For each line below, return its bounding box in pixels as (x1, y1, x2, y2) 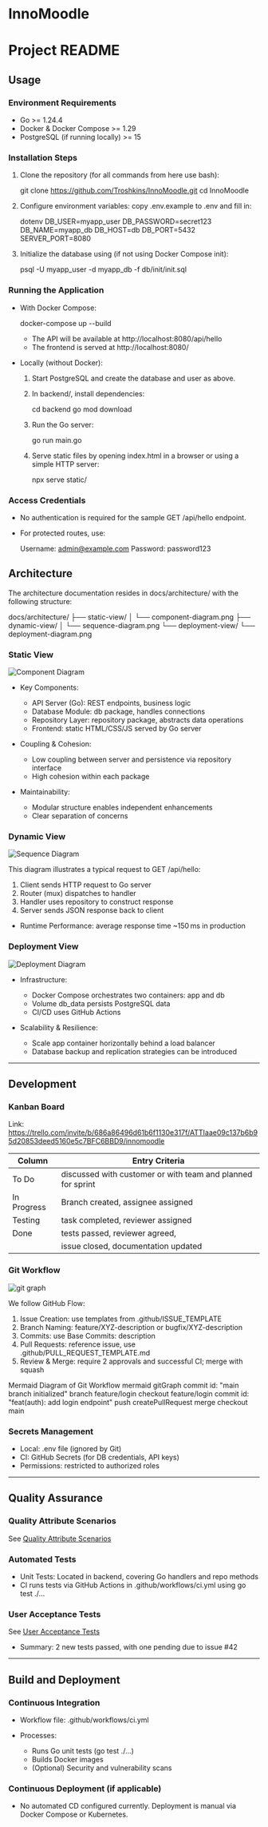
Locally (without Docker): (19, 357, 104, 368)
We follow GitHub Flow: (8, 1298, 85, 1308)
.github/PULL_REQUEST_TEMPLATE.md (19, 1347, 151, 1357)
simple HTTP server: (31, 459, 100, 468)
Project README (8, 42, 120, 60)
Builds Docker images (31, 1754, 104, 1764)
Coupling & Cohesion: (19, 739, 92, 749)
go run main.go (31, 435, 82, 444)
